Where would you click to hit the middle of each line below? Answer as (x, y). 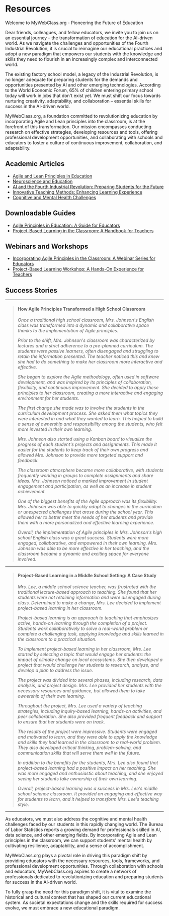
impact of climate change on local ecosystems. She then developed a (90, 660)
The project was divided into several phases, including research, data (90, 680)
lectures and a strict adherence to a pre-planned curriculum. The (85, 346)
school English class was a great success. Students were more (83, 538)
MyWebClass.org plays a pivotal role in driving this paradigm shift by (76, 855)
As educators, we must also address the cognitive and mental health (76, 819)
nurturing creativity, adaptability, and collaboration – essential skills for (78, 101)
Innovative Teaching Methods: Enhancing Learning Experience (77, 192)
